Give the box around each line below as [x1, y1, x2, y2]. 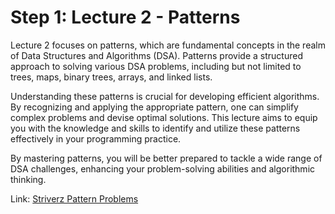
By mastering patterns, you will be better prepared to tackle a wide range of [10, 152, 323, 164]
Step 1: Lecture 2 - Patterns [10, 6, 241, 29]
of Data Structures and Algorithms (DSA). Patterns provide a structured [10, 49, 303, 61]
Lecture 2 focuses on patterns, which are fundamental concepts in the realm [10, 39, 326, 51]
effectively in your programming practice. [10, 132, 182, 145]
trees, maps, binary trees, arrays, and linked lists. [10, 71, 213, 83]
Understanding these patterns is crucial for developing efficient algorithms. [10, 90, 320, 102]
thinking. [10, 173, 47, 185]
